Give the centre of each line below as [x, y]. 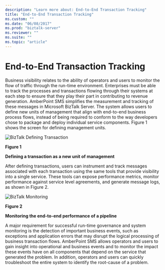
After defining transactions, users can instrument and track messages [76, 166]
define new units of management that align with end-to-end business [76, 111]
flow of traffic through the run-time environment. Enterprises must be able [81, 85]
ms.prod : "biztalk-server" [33, 28]
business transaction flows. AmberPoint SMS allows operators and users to [82, 241]
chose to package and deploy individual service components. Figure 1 [76, 122]
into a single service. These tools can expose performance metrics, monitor [82, 176]
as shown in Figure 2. [27, 187]
